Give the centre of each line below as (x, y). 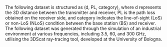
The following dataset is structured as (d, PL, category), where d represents (83, 7)
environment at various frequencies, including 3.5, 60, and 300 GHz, (76, 34)
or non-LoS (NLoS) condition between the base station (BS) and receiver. (81, 23)
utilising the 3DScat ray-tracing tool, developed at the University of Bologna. (84, 39)
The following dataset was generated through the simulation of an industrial (83, 28)
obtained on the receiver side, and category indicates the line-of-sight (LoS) (84, 18)
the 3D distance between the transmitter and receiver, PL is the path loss (80, 12)
